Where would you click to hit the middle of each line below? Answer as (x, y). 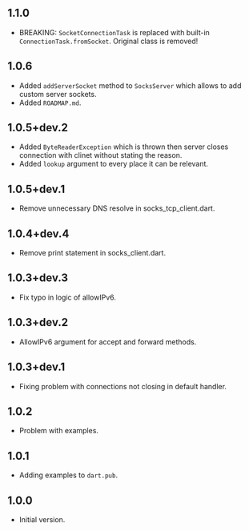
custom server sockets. (58, 94)
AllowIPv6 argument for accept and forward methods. (108, 342)
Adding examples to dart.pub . (68, 475)
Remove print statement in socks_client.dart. (92, 253)
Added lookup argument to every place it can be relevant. (114, 164)
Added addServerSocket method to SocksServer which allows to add (130, 85)
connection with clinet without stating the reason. (100, 155)
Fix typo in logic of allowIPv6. (68, 297)
